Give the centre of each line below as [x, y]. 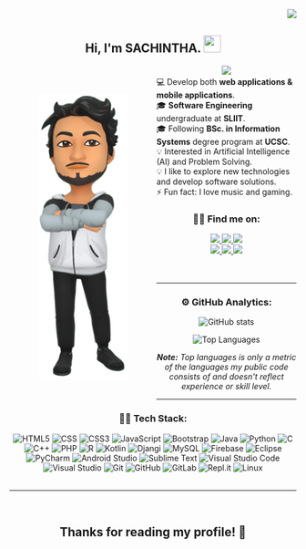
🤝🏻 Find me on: [227, 219]
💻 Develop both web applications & [224, 81]
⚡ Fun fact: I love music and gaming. [224, 192]
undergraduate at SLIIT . [201, 118]
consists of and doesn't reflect [226, 377]
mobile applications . [195, 95]
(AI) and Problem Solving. [204, 161]
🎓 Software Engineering [204, 105]
